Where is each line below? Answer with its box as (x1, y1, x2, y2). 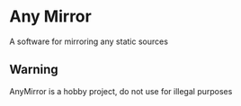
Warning (9, 62, 58, 77)
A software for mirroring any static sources (9, 36, 169, 47)
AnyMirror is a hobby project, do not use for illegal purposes (9, 85, 233, 96)
